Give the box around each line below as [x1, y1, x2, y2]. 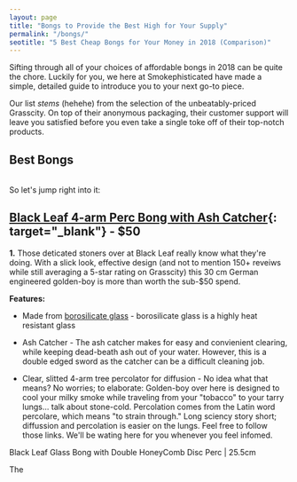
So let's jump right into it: [9, 185, 101, 195]
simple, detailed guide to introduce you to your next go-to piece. [9, 81, 245, 91]
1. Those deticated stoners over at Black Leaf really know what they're [9, 248, 267, 258]
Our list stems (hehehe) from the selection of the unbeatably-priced [9, 99, 257, 109]
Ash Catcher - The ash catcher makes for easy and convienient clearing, [21, 336, 288, 347]
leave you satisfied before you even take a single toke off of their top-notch [9, 117, 285, 128]
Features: [9, 293, 46, 304]
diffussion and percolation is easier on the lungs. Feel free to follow [21, 420, 268, 431]
